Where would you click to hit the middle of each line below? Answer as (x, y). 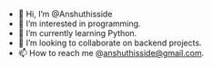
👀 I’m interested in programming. (79, 24)
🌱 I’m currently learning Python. (77, 33)
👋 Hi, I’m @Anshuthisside (65, 14)
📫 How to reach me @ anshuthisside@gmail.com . (111, 53)
